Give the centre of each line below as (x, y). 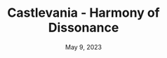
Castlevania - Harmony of (83, 13)
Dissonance (83, 28)
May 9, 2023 (83, 47)
